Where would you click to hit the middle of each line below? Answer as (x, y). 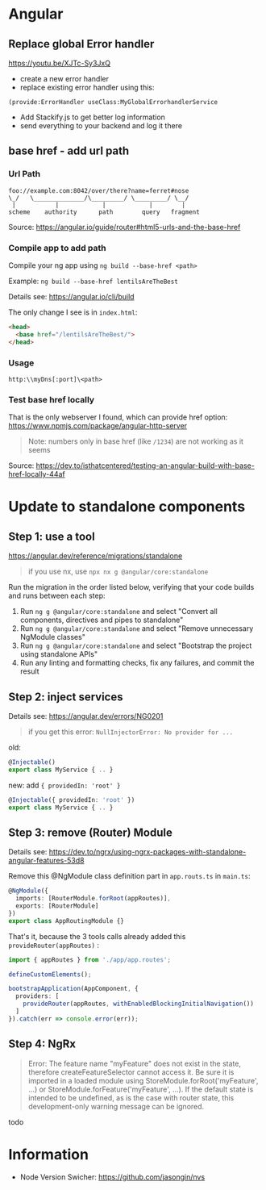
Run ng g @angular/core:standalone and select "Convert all (118, 612)
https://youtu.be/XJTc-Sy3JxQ (60, 63)
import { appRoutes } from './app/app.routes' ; (90, 960)
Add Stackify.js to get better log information (92, 117)
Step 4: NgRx (42, 1044)
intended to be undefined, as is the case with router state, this (131, 1097)
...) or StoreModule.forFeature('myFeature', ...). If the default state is (141, 1089)
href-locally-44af (37, 474)
